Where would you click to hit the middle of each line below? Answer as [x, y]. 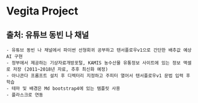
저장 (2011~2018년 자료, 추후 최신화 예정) [61, 69]
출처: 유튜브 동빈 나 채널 [48, 35]
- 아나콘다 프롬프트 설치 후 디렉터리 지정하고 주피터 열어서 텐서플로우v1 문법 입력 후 [98, 76]
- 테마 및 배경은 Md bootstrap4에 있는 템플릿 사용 [63, 89]
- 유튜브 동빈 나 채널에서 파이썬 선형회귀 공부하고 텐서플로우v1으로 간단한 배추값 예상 [99, 50]
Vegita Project [42, 11]
